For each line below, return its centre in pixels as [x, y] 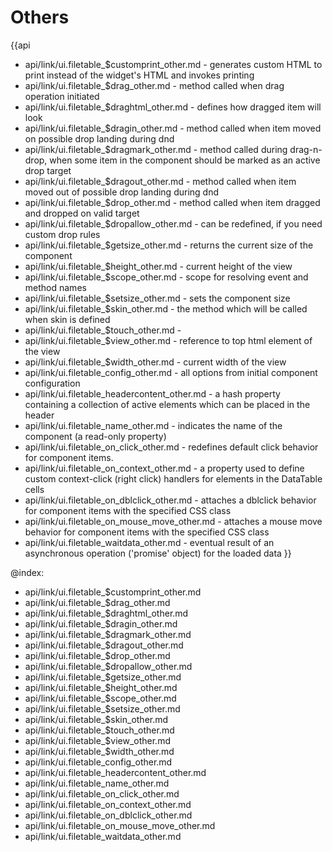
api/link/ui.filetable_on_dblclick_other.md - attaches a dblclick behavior [170, 500]
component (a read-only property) [95, 436]
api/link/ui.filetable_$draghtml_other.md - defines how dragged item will [173, 107]
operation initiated [62, 96]
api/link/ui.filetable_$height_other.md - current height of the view [158, 266]
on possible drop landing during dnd [99, 138]
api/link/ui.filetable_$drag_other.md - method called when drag [154, 85]
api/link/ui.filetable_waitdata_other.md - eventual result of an [149, 542]
